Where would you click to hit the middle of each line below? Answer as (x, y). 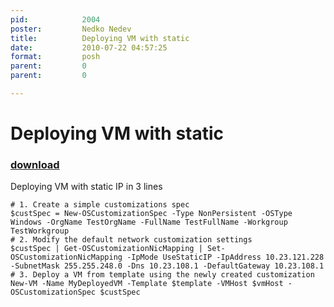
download (35, 164)
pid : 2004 (55, 19)
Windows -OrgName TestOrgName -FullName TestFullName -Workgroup (149, 222)
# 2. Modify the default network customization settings (131, 240)
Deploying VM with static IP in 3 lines (86, 187)
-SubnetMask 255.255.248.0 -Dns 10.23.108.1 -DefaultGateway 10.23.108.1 (167, 266)
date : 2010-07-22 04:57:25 (89, 47)
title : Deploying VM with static (100, 38)
